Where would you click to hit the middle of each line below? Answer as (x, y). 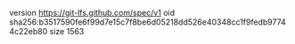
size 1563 (67, 31)
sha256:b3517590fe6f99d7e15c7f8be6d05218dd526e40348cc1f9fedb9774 (148, 22)
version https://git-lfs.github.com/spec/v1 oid (92, 13)
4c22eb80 (29, 31)
